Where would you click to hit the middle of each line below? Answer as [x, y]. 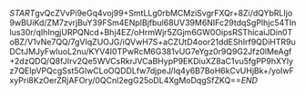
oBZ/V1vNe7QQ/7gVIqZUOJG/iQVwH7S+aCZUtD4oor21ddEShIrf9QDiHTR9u [152, 42]
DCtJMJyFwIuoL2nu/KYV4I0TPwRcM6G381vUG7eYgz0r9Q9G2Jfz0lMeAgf [151, 52]
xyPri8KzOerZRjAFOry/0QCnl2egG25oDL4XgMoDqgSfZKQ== [125, 80]
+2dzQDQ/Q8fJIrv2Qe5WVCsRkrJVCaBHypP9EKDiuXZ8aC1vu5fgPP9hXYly [152, 61]
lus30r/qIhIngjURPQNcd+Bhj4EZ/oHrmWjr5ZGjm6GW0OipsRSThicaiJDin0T [151, 32]
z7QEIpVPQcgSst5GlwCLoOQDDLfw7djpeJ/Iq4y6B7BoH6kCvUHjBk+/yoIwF [152, 71]
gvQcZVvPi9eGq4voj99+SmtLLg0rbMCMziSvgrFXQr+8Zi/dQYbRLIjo [164, 13]
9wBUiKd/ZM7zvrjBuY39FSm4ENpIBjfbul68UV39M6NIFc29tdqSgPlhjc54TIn [153, 23]
